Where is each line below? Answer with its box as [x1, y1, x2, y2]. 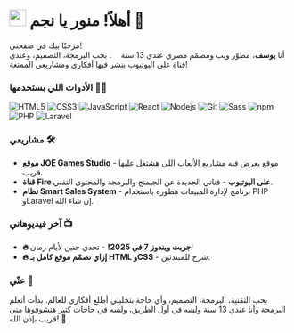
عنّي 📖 [9, 274, 34, 287]
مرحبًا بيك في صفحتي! [9, 40, 83, 51]
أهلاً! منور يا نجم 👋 [29, 11, 145, 31]
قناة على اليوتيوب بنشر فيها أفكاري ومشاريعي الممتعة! [9, 59, 189, 69]
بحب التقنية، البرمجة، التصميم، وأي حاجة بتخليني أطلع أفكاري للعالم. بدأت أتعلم [9, 295, 268, 305]
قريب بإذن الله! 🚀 [9, 313, 67, 324]
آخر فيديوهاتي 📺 [9, 218, 73, 231]
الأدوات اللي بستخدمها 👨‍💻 [9, 81, 108, 93]
